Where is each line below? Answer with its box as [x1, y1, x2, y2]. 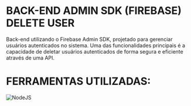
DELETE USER [6, 16, 75, 30]
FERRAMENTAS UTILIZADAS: [6, 75, 151, 88]
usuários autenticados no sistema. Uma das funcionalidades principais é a [6, 42, 186, 49]
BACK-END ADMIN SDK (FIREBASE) [6, 4, 182, 17]
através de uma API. [6, 54, 54, 61]
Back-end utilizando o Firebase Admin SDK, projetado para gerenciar [6, 36, 173, 43]
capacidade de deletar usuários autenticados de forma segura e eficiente [6, 48, 183, 55]
